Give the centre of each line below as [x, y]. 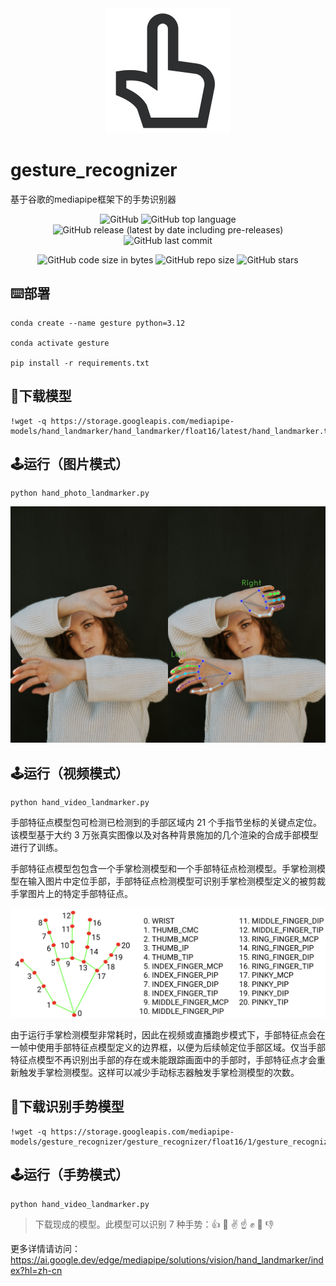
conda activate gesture [60, 343]
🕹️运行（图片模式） [69, 463]
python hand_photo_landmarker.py [80, 493]
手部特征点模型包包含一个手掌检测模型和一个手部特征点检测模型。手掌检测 [163, 869]
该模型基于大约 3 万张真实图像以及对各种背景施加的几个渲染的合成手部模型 [164, 835]
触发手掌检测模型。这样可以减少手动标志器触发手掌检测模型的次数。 [159, 1072]
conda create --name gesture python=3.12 [98, 323]
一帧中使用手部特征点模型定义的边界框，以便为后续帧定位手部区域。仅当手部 [168, 1047]
